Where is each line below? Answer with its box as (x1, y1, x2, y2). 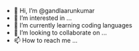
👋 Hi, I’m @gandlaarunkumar (13, 7, 95, 14)
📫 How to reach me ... (13, 37, 78, 44)
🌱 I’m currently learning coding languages (13, 21, 133, 29)
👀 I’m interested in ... (13, 14, 72, 22)
